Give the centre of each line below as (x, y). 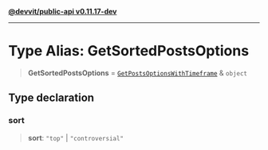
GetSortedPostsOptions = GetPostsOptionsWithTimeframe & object (138, 73)
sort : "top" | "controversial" (76, 137)
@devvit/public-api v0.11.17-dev (63, 12)
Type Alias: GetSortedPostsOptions (129, 51)
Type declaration (51, 98)
